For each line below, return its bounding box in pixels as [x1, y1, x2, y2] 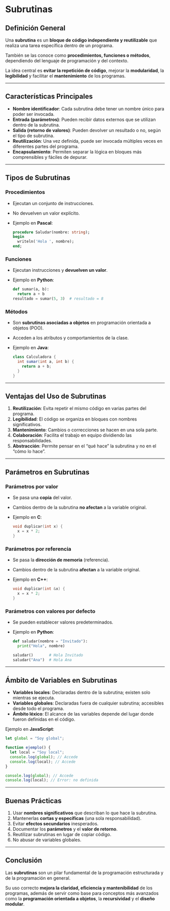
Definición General [5, 24, 66, 32]
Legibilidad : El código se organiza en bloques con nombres [12, 416, 137, 422]
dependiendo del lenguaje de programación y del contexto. [5, 58, 129, 64]
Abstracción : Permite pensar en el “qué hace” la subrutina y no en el [12, 443, 157, 449]
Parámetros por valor [5, 483, 58, 490]
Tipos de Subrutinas [5, 174, 71, 182]
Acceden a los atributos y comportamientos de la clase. [12, 335, 129, 341]
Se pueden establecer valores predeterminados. [12, 619, 114, 625]
